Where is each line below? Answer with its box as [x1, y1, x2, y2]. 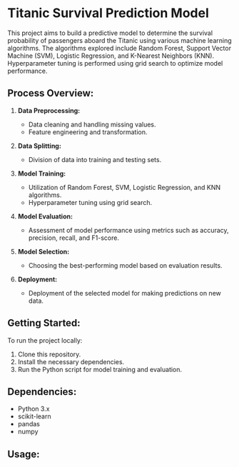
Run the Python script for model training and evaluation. [17, 365, 183, 373]
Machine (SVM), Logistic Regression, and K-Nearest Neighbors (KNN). [7, 51, 215, 60]
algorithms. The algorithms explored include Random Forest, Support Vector [7, 44, 232, 52]
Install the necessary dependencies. [17, 357, 125, 366]
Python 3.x [17, 405, 50, 413]
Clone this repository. [17, 350, 81, 358]
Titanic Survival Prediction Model [7, 5, 209, 21]
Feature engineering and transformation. [28, 127, 148, 136]
